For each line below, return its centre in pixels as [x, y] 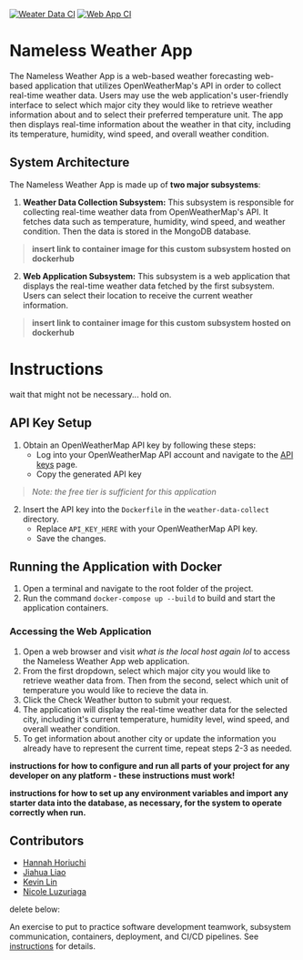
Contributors [47, 841]
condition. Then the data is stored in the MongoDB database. [137, 231]
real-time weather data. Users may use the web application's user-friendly [149, 95]
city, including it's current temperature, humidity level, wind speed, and [156, 719]
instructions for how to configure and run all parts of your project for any [150, 765]
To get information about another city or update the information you [149, 738]
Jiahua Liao [44, 873]
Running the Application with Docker [116, 566]
